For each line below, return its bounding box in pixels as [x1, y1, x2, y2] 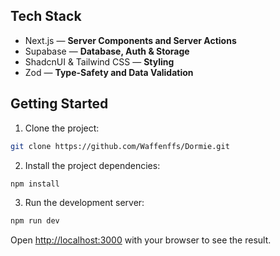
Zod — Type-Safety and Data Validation [24, 66, 194, 78]
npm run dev [10, 216, 60, 226]
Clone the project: [24, 122, 100, 134]
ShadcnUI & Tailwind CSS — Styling [24, 55, 175, 68]
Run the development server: [24, 197, 145, 209]
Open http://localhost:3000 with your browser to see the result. [10, 234, 272, 246]
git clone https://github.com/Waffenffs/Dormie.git [10, 141, 230, 151]
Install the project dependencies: [24, 159, 161, 171]
